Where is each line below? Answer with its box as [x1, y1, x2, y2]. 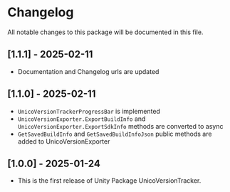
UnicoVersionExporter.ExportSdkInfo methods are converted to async [17, 122, 224, 130]
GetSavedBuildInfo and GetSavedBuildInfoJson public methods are [17, 129, 212, 138]
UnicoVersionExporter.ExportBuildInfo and [17, 114, 146, 123]
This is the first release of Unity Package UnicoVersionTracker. [17, 176, 202, 185]
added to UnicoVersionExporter [17, 137, 110, 146]
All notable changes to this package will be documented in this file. [7, 28, 204, 36]
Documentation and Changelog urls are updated [17, 67, 160, 75]
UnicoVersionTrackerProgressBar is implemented [17, 107, 160, 115]
